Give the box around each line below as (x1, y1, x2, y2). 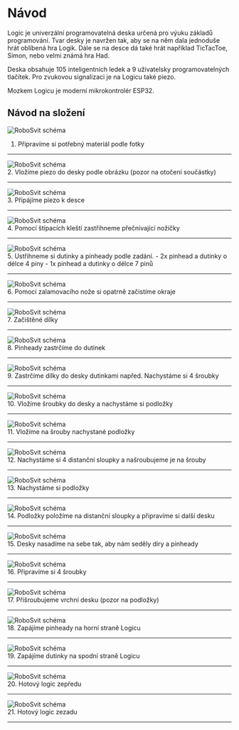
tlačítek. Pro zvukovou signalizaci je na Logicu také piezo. (7, 73, 176, 81)
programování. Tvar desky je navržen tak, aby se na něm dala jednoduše (7, 36, 221, 44)
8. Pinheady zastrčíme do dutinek (7, 343, 106, 351)
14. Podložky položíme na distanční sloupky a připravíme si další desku (7, 511, 215, 520)
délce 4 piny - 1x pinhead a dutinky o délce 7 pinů (7, 259, 154, 268)
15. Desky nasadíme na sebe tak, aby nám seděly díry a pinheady (7, 539, 198, 548)
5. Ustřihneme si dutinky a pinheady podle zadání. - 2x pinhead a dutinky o (7, 251, 228, 260)
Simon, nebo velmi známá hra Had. (7, 51, 110, 60)
